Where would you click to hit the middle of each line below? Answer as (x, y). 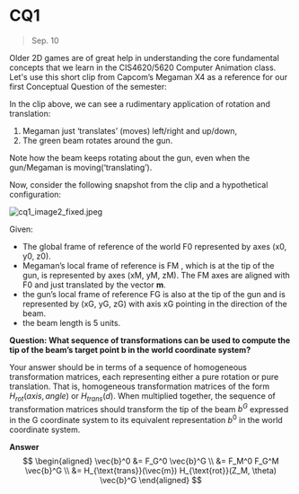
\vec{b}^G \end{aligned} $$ (151, 481)
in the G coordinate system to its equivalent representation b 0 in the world (146, 419)
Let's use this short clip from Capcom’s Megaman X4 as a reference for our (149, 76)
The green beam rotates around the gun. (97, 140)
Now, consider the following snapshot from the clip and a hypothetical (139, 184)
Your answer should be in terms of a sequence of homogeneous (128, 367)
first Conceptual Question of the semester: (88, 86)
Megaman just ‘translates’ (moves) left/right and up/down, (130, 130)
